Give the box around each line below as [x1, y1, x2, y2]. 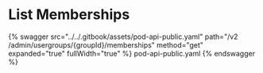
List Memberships [8, 6, 130, 24]
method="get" [156, 40, 204, 49]
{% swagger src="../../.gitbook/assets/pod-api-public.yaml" [8, 32, 203, 41]
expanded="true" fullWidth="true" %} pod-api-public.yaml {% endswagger [8, 48, 256, 58]
